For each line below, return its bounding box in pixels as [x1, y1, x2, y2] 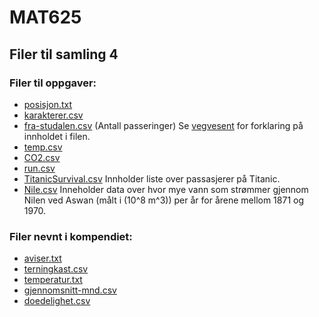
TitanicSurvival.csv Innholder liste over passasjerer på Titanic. [23, 172, 281, 185]
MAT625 [9, 6, 82, 29]
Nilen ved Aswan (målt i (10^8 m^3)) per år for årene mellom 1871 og [23, 194, 305, 206]
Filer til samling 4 [9, 46, 119, 63]
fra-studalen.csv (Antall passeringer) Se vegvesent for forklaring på [23, 119, 304, 131]
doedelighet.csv [23, 295, 91, 307]
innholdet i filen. [23, 130, 91, 142]
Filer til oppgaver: [9, 76, 97, 90]
